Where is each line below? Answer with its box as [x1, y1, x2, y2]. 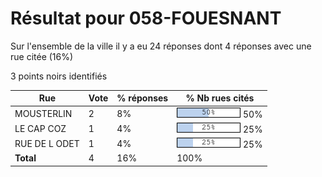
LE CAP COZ [14, 122, 67, 134]
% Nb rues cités [185, 92, 255, 104]
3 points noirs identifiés [10, 70, 108, 82]
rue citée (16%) [10, 50, 74, 62]
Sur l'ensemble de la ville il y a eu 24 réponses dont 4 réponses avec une [10, 40, 312, 52]
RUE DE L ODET [14, 138, 80, 150]
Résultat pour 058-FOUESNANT [10, 7, 282, 30]
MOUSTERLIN [14, 107, 73, 119]
